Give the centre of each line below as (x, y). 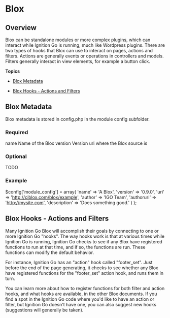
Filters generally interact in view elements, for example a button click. (78, 61)
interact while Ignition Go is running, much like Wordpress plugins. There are (85, 45)
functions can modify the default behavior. (50, 252)
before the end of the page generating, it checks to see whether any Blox (82, 268)
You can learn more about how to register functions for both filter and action (85, 288)
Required (17, 132)
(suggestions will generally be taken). (44, 310)
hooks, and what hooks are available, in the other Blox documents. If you (81, 294)
